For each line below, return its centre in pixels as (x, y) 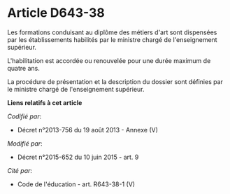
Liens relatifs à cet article (45, 102)
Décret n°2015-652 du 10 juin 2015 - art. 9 (78, 157)
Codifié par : (24, 116)
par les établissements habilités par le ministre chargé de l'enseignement (113, 39)
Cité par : (20, 170)
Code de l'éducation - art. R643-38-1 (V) (76, 184)
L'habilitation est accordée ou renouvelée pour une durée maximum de (109, 60)
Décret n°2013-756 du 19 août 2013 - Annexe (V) (88, 130)
